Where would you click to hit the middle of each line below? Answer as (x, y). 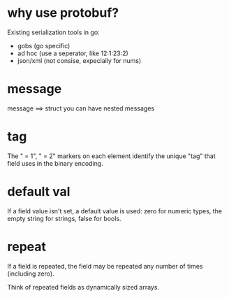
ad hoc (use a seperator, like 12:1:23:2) (73, 53)
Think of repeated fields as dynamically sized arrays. (83, 287)
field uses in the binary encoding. (55, 163)
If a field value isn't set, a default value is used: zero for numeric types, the (114, 211)
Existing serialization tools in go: (53, 32)
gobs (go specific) (44, 45)
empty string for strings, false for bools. (64, 218)
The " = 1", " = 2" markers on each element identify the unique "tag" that (111, 156)
